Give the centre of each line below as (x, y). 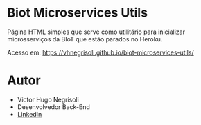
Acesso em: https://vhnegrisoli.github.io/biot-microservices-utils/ (101, 52)
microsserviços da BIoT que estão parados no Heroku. (85, 39)
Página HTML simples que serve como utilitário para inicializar (96, 32)
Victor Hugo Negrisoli (48, 99)
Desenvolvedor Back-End (53, 107)
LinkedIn (29, 114)
